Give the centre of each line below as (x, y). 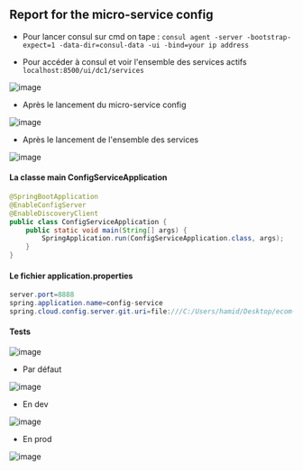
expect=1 (39, 45)
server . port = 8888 (42, 295)
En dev (35, 404)
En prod (37, 439)
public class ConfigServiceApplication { (88, 222)
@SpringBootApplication (54, 197)
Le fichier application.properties (71, 276)
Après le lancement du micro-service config (104, 104)
